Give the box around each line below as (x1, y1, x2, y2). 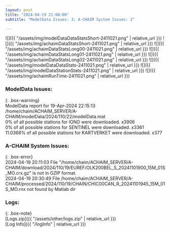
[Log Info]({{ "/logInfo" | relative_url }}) (5, 221, 86, 227)
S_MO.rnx (5, 186, 26, 192)
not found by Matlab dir (26, 186, 76, 192)
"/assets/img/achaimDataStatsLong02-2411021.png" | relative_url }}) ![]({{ (5, 57, 159, 63)
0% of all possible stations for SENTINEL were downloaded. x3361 (5, 124, 144, 130)
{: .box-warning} (5, 97, 40, 103)
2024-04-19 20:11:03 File (5, 159, 58, 165)
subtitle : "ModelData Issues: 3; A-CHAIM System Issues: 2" (5, 17, 135, 22)
